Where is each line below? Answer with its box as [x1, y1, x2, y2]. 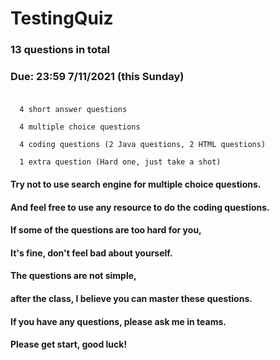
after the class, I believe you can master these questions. [10, 292, 253, 304]
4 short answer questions [19, 105, 128, 115]
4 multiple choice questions [19, 122, 141, 132]
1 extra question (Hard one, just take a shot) [19, 157, 222, 167]
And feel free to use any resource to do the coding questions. [10, 201, 270, 213]
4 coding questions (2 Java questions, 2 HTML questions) [19, 140, 267, 150]
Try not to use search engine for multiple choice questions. [10, 178, 262, 190]
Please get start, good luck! [10, 338, 128, 351]
